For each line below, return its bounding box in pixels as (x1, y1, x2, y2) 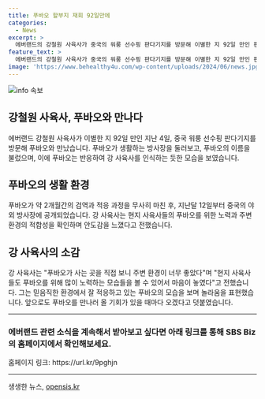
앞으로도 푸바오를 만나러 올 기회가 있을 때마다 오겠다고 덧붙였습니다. (24, 297, 233, 308)
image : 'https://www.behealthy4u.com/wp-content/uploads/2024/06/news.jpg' (8, 63, 263, 71)
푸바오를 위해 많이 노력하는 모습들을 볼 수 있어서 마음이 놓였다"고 (22, 278, 222, 288)
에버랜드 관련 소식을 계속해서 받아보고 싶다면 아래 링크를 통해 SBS (8, 326, 242, 337)
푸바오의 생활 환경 (8, 178, 90, 192)
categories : (8, 19, 47, 27)
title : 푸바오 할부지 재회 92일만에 (8, 11, 110, 20)
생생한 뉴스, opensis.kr (8, 382, 80, 391)
